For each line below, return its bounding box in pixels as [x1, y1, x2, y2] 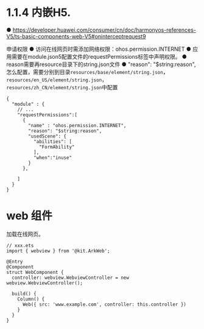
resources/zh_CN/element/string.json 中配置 [6, 83, 118, 91]
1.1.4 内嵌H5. [6, 6, 71, 20]
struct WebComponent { [6, 269, 64, 275]
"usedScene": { [28, 133, 67, 139]
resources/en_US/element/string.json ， [6, 76, 108, 83]
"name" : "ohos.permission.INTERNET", [28, 122, 127, 128]
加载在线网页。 [6, 230, 44, 237]
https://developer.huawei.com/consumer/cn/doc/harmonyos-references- [12, 26, 197, 34]
